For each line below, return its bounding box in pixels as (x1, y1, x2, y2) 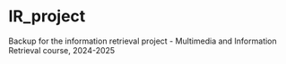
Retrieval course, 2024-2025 (8, 44, 116, 55)
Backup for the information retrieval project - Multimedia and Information (8, 36, 277, 46)
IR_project (8, 6, 86, 27)
